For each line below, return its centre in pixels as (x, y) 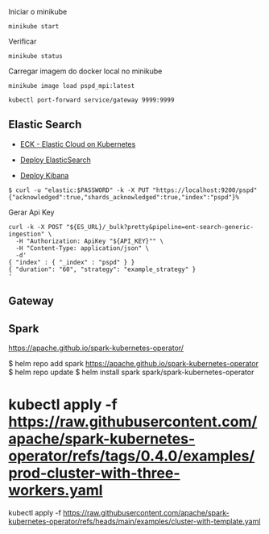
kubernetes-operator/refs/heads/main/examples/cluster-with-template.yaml (134, 521)
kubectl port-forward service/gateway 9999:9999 (91, 100)
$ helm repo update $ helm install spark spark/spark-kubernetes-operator (131, 372)
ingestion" (27, 234)
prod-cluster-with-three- (94, 473)
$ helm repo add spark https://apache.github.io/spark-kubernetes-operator (134, 364)
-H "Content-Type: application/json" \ (83, 248)
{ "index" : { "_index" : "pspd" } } (72, 262)
